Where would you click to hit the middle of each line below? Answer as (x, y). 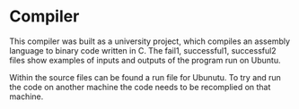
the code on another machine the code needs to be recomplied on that (140, 87)
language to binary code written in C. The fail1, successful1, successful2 (143, 50)
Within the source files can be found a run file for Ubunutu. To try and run (145, 77)
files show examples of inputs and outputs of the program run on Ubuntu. (145, 60)
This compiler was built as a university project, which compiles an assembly (149, 41)
